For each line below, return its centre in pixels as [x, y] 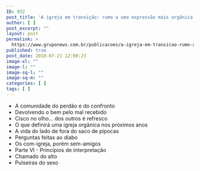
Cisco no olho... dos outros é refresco [61, 118]
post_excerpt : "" [28, 28]
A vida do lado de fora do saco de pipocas [67, 131]
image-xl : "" [22, 61]
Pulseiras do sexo [36, 162]
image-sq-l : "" [25, 72]
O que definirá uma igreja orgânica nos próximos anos [81, 125]
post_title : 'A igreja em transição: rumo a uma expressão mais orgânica [100, 17]
